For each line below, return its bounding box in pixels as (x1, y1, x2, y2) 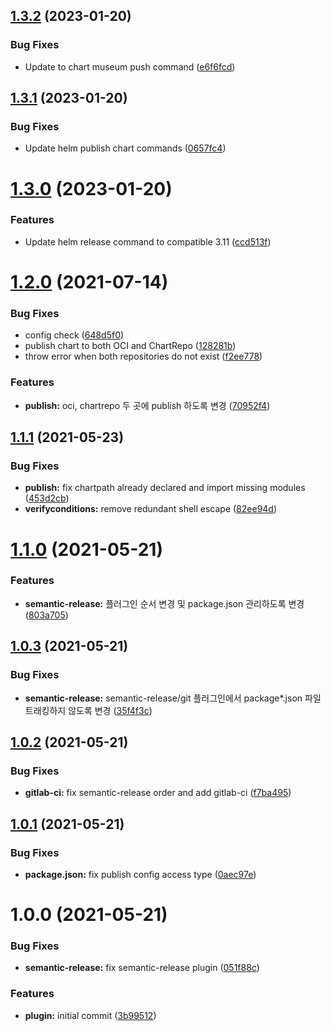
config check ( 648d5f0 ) (24, 329, 125, 341)
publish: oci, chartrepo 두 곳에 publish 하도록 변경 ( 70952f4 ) (24, 399, 271, 411)
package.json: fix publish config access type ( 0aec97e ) (24, 868, 257, 880)
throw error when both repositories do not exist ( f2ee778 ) (24, 350, 263, 363)
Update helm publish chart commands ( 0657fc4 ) (24, 142, 227, 154)
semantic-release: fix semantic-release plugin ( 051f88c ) (24, 962, 260, 974)
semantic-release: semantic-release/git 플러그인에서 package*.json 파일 (24, 692, 322, 704)
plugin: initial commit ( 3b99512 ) (24, 1009, 157, 1021)
